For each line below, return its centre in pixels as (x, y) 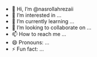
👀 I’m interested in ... (36, 15)
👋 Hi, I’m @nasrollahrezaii (42, 9)
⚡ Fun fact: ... (28, 49)
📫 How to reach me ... (39, 34)
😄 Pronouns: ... (31, 42)
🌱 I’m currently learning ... (43, 21)
